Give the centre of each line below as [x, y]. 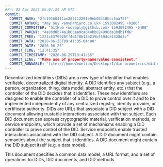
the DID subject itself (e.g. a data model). [46, 145]
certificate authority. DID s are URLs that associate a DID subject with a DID [80, 109]
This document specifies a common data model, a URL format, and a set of [80, 154]
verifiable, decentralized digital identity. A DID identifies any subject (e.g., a [80, 83]
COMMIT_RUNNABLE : [27, 64]
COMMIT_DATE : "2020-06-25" [37, 46]
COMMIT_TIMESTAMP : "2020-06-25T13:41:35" [52, 55]
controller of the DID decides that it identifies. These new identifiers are [76, 93]
